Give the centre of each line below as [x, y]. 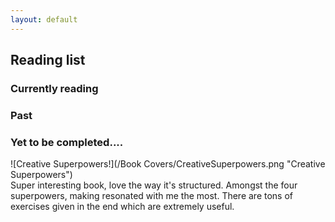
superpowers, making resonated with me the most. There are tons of [152, 196]
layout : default [44, 19]
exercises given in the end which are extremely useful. [122, 207]
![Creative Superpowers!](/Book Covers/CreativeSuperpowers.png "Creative [168, 164]
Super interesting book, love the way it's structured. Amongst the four [154, 185]
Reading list [48, 60]
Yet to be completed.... [67, 142]
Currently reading [54, 88]
